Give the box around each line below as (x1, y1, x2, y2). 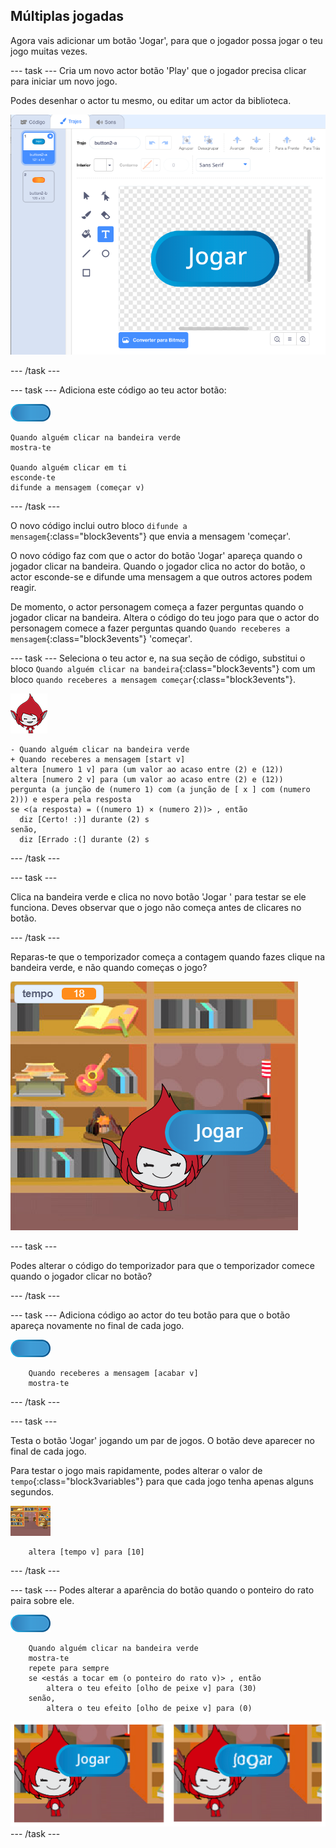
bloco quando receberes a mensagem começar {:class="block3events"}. (10, 673, 297, 685)
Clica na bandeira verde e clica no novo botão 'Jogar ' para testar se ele (10, 890, 307, 903)
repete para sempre (28, 1663, 110, 1673)
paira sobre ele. (10, 1594, 75, 1606)
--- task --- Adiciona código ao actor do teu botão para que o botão (10, 1309, 291, 1321)
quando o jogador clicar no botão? (10, 1270, 153, 1282)
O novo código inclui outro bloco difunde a (10, 519, 188, 531)
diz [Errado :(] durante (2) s (19, 834, 150, 844)
